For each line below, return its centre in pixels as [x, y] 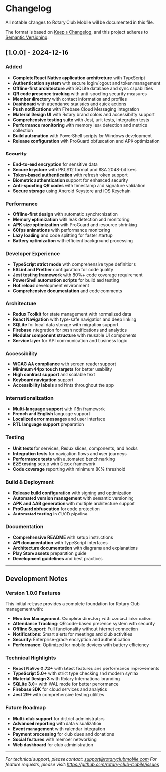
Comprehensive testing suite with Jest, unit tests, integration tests [81, 120]
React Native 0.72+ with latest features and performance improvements [86, 669]
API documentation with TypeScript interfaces [60, 543]
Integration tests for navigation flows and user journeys [70, 453]
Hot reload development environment [51, 285]
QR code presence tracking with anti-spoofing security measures [80, 93]
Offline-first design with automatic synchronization [65, 214]
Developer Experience [33, 254]
